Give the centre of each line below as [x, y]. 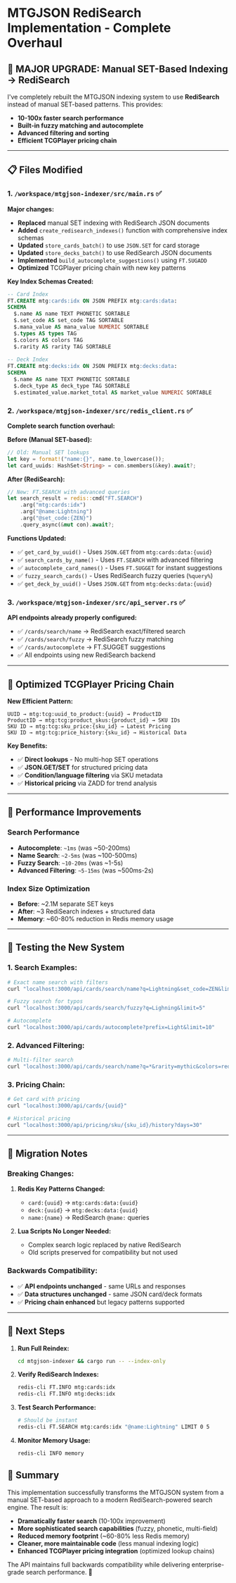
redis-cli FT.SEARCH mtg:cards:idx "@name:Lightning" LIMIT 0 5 [113, 1427]
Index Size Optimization [48, 888]
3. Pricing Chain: [36, 1085]
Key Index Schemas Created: [50, 281]
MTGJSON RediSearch [74, 13]
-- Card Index [28, 294]
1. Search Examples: [42, 968]
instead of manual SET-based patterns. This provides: [85, 104]
